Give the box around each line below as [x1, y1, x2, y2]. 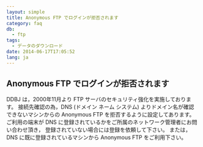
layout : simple [6, 9, 45, 15]
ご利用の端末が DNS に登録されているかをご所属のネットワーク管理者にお [6, 118, 193, 126]
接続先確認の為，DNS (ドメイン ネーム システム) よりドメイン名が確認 [18, 103, 194, 110]
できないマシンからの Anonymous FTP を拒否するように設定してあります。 [6, 111, 195, 118]
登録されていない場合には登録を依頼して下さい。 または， [45, 126, 191, 134]
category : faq [6, 20, 43, 26]
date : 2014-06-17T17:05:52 [6, 49, 75, 55]
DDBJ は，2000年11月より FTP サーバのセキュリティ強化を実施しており [6, 96, 186, 103]
